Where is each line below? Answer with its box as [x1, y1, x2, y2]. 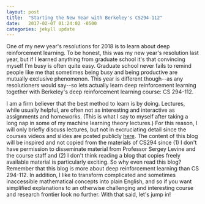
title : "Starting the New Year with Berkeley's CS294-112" [6, 15, 163, 21]
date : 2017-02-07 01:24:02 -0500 [6, 20, 97, 26]
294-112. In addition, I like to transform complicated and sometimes [6, 172, 176, 179]
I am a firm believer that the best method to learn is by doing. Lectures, [6, 100, 185, 107]
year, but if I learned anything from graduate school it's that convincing [6, 56, 185, 63]
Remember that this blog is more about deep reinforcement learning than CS [6, 165, 199, 172]
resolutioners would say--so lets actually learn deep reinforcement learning [6, 82, 197, 89]
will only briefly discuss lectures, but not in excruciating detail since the [6, 126, 187, 133]
